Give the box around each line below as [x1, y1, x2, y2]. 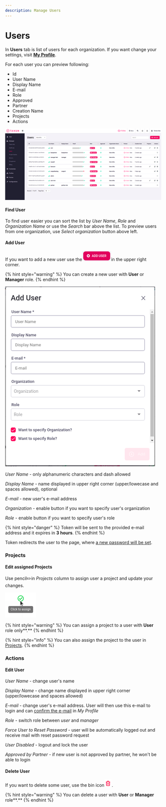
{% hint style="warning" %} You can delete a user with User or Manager [5, 792, 155, 798]
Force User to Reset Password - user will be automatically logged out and [5, 727, 156, 733]
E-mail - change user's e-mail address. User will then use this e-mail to [5, 702, 151, 709]
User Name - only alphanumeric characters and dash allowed [5, 471, 131, 477]
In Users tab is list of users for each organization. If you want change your [5, 46, 157, 52]
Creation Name [12, 108, 44, 114]
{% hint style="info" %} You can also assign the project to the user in [5, 637, 146, 643]
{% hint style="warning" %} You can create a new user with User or [5, 271, 144, 277]
